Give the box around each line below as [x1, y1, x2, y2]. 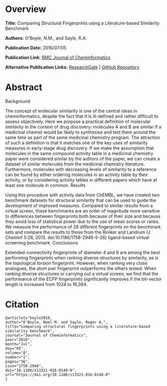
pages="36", [5, 359, 30, 364]
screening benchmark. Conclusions [5, 239, 78, 245]
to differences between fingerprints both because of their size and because [5, 213, 161, 219]
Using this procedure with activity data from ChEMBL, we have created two [5, 191, 160, 198]
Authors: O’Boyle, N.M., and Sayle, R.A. [5, 35, 87, 41]
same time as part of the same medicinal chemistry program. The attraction [5, 134, 161, 140]
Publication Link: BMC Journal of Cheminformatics [5, 54, 111, 60]
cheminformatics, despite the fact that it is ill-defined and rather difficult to [5, 113, 159, 119]
